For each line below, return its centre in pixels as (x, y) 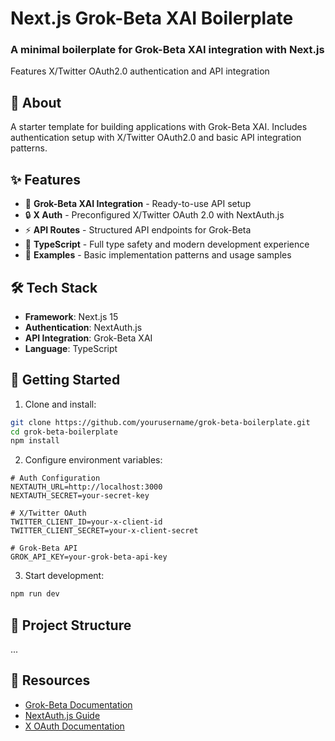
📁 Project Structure (71, 625)
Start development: (64, 576)
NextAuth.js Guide (62, 715)
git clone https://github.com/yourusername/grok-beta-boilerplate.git (160, 422)
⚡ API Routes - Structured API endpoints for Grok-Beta (138, 230)
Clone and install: (60, 404)
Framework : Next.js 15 (71, 316)
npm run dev (35, 594)
